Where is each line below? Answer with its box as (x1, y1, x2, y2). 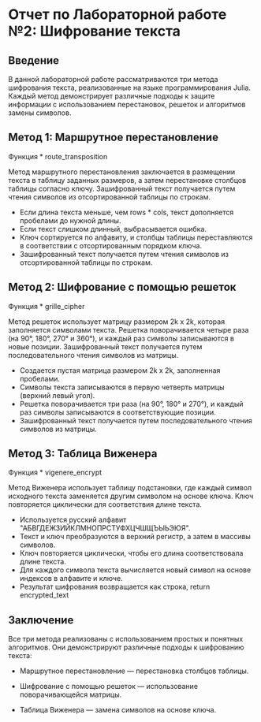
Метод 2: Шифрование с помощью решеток (8, 281, 237, 294)
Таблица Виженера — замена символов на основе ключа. (19, 705, 217, 715)
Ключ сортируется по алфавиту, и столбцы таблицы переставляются (19, 233, 253, 242)
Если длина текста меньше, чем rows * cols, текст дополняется (19, 207, 234, 217)
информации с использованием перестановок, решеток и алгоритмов (8, 100, 246, 109)
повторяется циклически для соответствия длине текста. (8, 500, 203, 509)
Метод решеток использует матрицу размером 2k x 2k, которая (8, 317, 226, 326)
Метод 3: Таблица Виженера (8, 447, 158, 460)
